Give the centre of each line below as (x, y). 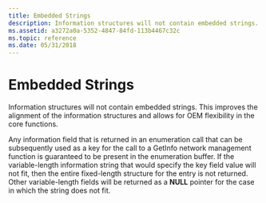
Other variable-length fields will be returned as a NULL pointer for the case (131, 182)
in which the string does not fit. (60, 191)
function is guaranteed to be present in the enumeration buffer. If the (121, 157)
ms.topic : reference (43, 38)
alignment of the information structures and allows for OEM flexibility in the (131, 116)
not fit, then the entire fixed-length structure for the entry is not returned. (128, 173)
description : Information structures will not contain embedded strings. (134, 23)
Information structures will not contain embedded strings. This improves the (133, 107)
